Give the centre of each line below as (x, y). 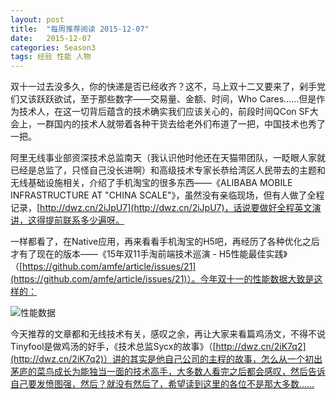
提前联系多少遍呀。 (84, 220)
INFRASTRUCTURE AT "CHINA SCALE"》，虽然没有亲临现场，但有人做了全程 (167, 195)
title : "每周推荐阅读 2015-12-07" (80, 29)
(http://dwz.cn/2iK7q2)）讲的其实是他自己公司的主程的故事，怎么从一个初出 (166, 359)
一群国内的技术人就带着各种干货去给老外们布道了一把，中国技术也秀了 (181, 124)
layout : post (37, 19)
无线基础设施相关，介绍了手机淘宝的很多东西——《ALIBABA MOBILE (151, 183)
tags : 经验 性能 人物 (51, 57)
